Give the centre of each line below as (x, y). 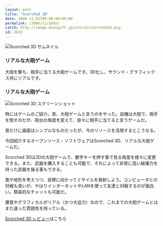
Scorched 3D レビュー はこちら (36, 218)
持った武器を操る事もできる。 (35, 169)
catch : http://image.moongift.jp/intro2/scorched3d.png (63, 28)
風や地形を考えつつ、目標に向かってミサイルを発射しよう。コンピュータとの (81, 179)
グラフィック (142, 72)
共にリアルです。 (26, 78)
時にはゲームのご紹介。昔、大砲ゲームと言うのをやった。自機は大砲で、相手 (81, 114)
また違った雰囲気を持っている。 (37, 208)
